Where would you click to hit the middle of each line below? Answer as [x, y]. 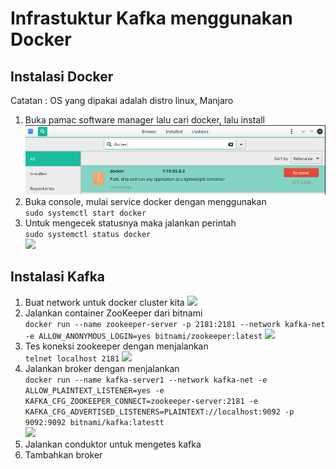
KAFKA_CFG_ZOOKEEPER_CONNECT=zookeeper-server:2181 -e [141, 401]
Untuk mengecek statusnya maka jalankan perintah [130, 223]
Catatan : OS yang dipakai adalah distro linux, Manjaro [122, 100]
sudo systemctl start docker [85, 213]
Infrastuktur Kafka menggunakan [151, 18]
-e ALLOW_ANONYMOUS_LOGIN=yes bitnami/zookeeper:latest [143, 336]
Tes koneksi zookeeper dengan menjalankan [116, 346]
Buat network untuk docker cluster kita [104, 302]
